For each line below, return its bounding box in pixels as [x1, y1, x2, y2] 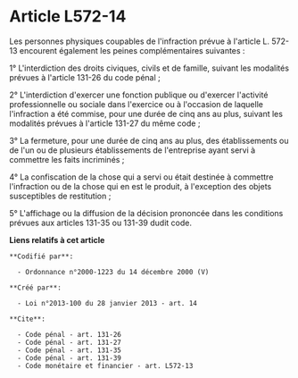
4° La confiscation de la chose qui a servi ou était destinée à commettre [9, 172, 274, 182]
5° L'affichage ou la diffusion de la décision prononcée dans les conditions [9, 207, 284, 218]
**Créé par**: [9, 283, 62, 292]
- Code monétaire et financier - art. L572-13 [17, 361, 194, 370]
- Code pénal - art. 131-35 [17, 346, 122, 355]
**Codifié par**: [9, 252, 74, 261]
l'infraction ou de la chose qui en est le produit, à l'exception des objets [9, 181, 272, 191]
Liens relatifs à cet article [9, 234, 105, 245]
